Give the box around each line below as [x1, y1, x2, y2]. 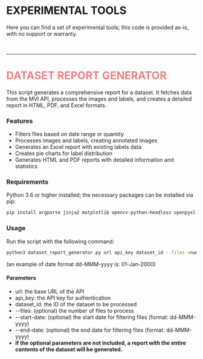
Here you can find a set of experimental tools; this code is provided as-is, [6, 24, 189, 31]
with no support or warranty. [6, 30, 77, 37]
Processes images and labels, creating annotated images [14, 137, 158, 144]
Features [6, 116, 33, 125]
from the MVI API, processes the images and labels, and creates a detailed [6, 95, 192, 102]
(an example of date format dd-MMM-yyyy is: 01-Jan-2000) [6, 260, 156, 268]
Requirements [6, 178, 49, 186]
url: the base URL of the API [14, 288, 85, 295]
